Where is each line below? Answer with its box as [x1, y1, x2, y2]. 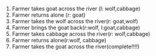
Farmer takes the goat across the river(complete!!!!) [11, 43, 140, 50]
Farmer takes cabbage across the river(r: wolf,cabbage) [11, 30, 151, 38]
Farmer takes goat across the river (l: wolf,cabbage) [11, 5, 141, 12]
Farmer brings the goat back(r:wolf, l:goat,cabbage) [11, 24, 140, 31]
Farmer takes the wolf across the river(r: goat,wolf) [11, 18, 139, 24]
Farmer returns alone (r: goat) [11, 11, 86, 18]
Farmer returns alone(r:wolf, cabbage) [11, 37, 107, 43]
